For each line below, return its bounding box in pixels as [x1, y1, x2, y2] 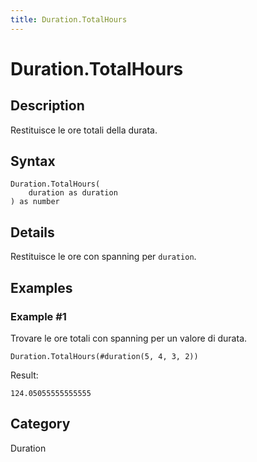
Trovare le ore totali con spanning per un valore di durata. [10, 332, 248, 344]
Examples [10, 279, 73, 296]
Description [10, 97, 85, 115]
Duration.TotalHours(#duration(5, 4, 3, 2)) [10, 351, 199, 361]
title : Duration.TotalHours [10, 14, 128, 25]
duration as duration [28, 188, 118, 198]
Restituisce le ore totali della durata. [10, 124, 158, 136]
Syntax [10, 153, 56, 170]
